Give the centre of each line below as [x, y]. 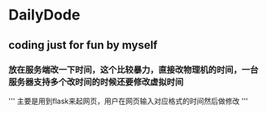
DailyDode [44, 15]
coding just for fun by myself [83, 45]
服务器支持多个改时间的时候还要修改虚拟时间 [96, 81]
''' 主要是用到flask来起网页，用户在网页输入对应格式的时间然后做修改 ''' [128, 101]
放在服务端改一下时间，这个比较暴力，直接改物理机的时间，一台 [133, 69]
